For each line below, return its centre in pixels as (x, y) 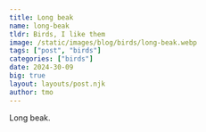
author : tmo (31, 92)
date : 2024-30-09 (41, 68)
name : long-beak (39, 26)
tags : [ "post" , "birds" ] (55, 51)
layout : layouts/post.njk (57, 84)
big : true (28, 76)
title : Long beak (41, 17)
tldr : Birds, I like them (57, 34)
